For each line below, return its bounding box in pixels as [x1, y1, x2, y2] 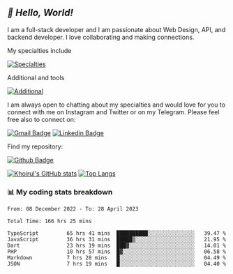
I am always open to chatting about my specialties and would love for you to [7, 100, 225, 109]
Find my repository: [7, 142, 63, 151]
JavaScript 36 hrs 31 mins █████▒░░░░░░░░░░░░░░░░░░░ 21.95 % [7, 236, 227, 243]
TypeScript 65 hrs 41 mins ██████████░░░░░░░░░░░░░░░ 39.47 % [7, 230, 227, 237]
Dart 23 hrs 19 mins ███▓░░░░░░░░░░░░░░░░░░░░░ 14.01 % [7, 242, 227, 250]
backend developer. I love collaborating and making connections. [7, 33, 195, 41]
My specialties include [7, 46, 72, 54]
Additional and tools [7, 73, 65, 82]
